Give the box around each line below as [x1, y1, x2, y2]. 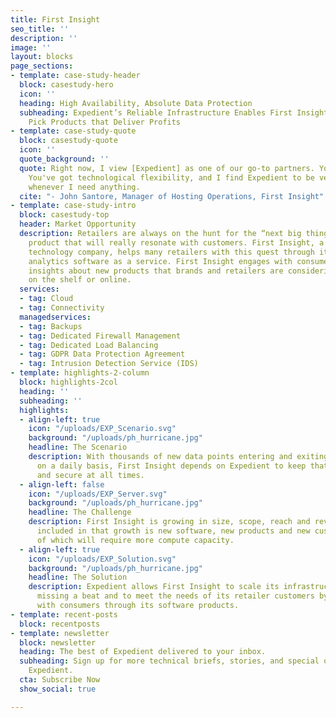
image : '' [10, 42, 52, 53]
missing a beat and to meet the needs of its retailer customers [36, 591, 315, 601]
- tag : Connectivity [19, 303, 105, 313]
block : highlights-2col [19, 377, 118, 387]
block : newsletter [19, 637, 97, 648]
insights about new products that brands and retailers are [28, 266, 284, 276]
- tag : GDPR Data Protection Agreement [19, 349, 186, 360]
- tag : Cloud [19, 294, 74, 304]
